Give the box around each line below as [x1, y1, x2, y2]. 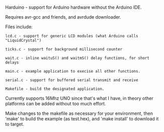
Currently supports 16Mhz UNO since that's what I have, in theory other [5, 95, 153, 101]
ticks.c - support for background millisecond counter [5, 47, 123, 52]
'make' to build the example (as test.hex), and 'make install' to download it [5, 116, 159, 121]
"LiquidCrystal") [5, 38, 42, 43]
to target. [5, 121, 24, 127]
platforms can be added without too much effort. [5, 101, 106, 106]
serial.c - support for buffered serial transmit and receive [5, 78, 138, 83]
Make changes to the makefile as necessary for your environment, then [5, 110, 153, 116]
